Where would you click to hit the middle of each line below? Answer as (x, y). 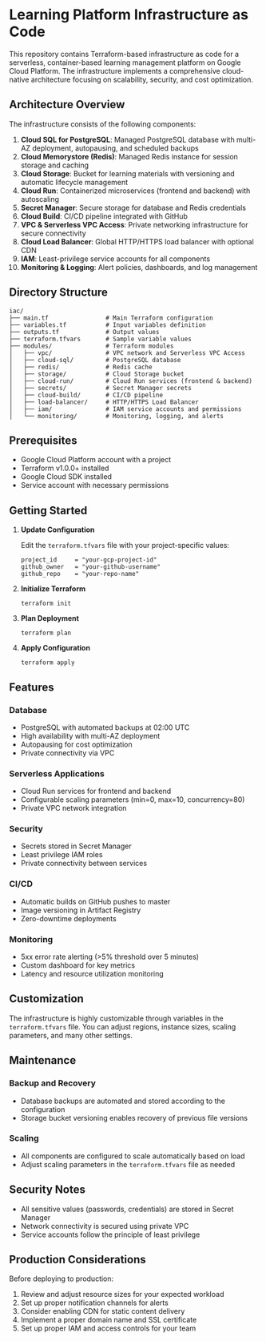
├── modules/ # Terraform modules (91, 346)
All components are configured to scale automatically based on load (133, 1156)
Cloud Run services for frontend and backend (96, 791)
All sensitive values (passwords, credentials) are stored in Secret (127, 1209)
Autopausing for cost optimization (76, 744)
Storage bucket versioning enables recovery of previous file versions (134, 1117)
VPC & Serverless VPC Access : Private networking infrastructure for (134, 224)
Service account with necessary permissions (95, 485)
